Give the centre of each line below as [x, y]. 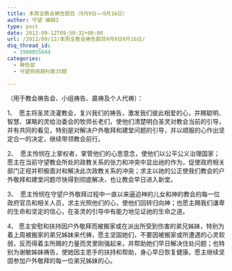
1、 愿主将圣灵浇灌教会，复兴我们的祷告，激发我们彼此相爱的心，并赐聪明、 [116, 113]
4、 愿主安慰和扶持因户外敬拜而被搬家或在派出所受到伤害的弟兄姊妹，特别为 [116, 226]
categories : [24, 59]
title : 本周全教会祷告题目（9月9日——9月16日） [67, 13]
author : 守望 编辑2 [33, 20]
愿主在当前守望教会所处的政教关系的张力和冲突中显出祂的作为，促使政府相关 [116, 162]
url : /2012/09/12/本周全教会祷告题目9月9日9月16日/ [76, 39]
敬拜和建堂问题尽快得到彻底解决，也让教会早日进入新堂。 [95, 179]
